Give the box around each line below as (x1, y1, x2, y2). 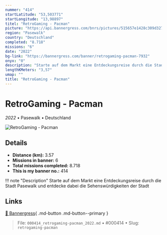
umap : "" (5, 72, 23, 77)
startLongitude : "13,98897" (5, 16, 64, 21)
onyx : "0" (5, 58, 26, 63)
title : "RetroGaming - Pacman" (5, 77, 70, 82)
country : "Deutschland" (5, 35, 55, 40)
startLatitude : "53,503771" (5, 12, 64, 17)
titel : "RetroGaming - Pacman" (5, 21, 70, 26)
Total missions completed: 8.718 (12, 162, 81, 168)
